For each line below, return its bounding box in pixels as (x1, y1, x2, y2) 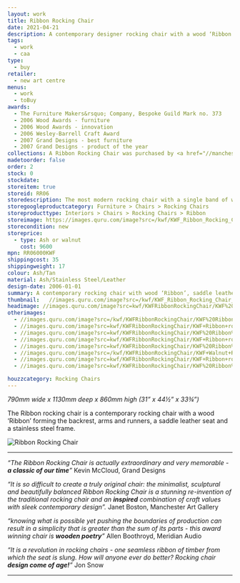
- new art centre (14, 76, 66, 84)
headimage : (7, 303, 40, 310)
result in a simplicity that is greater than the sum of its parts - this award (7, 524, 221, 532)
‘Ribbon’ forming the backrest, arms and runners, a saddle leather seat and (7, 416, 229, 425)
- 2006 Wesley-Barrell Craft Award (14, 130, 120, 137)
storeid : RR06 (7, 190, 50, 197)
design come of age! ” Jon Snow (7, 560, 104, 569)
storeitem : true (7, 183, 56, 190)
